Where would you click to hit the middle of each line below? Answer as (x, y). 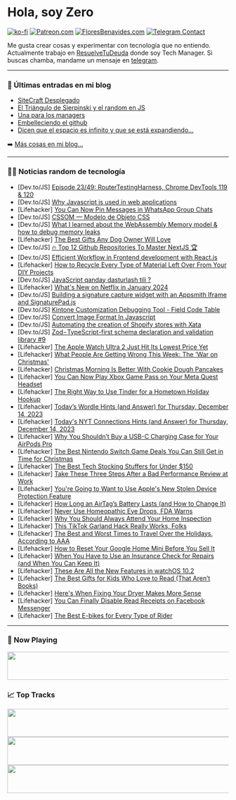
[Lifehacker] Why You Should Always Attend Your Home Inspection (114, 518)
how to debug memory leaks (59, 232)
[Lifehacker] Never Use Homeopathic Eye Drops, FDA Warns (105, 511)
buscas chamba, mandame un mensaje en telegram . (83, 60)
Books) (28, 585)
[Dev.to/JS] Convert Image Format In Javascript (86, 317)
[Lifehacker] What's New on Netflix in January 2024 (93, 287)
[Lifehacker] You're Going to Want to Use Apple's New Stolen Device (117, 488)
